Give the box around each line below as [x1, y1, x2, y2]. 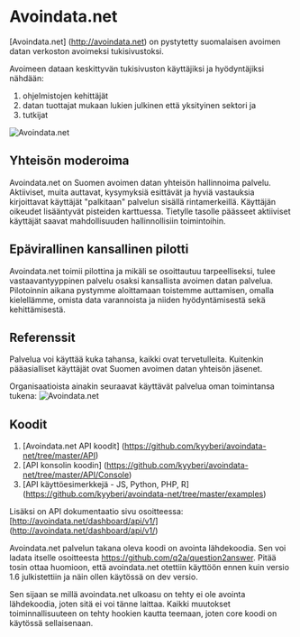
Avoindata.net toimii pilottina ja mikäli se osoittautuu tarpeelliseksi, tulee [9, 265, 277, 276]
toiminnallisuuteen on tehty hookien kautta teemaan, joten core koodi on [9, 608, 277, 619]
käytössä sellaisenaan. [9, 618, 94, 629]
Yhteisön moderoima [9, 153, 130, 169]
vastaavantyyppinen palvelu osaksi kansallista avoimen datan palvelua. [9, 275, 273, 286]
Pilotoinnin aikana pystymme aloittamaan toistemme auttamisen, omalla [9, 284, 275, 295]
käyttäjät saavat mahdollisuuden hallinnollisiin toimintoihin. [9, 215, 226, 226]
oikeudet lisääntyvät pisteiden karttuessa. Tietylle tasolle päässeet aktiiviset [9, 206, 291, 217]
